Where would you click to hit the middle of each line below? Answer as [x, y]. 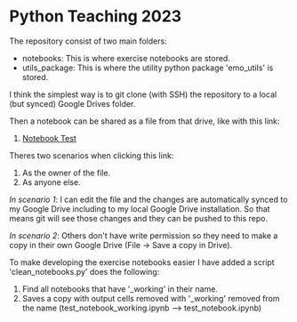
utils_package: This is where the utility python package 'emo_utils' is [148, 68]
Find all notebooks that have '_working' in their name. [120, 289]
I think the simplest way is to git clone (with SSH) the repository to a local [143, 94]
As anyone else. [52, 182]
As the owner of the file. [66, 173]
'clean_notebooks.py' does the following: [84, 271]
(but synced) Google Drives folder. [72, 103]
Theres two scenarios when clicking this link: [92, 155]
